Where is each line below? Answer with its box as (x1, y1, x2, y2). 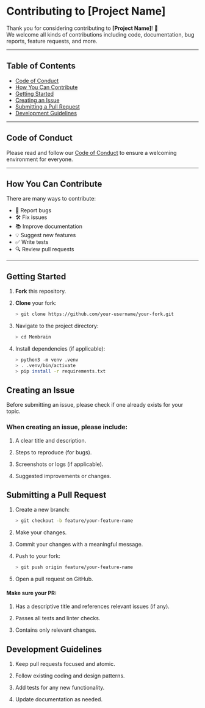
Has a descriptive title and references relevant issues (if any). (15, 603, 170, 610)
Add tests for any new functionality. (15, 684, 105, 692)
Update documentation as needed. (15, 696, 103, 703)
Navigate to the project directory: (15, 322, 99, 330)
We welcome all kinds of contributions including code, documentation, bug (6, 30, 195, 38)
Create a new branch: (15, 506, 70, 513)
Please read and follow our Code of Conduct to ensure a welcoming (6, 149, 177, 156)
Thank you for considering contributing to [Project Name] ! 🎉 (6, 24, 159, 32)
